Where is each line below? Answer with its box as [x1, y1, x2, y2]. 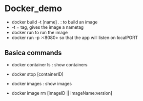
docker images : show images [11, 81, 72, 86]
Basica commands [4, 49, 62, 57]
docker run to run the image [11, 29, 68, 35]
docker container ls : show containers [11, 61, 88, 67]
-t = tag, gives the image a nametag [11, 24, 84, 30]
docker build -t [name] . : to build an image [11, 19, 98, 25]
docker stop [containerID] [11, 71, 64, 77]
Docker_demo [4, 3, 62, 14]
